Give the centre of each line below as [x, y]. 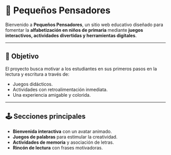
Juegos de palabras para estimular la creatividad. [65, 137]
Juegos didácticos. [33, 84]
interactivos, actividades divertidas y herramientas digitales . [71, 35]
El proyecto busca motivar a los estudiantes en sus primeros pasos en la [81, 69]
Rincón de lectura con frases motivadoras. [58, 147]
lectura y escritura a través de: [37, 74]
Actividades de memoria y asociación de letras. [63, 142]
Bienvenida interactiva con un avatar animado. [62, 131]
